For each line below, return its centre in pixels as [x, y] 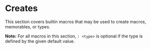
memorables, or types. [28, 26]
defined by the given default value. [40, 41]
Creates [21, 8]
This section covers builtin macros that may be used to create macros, [75, 22]
